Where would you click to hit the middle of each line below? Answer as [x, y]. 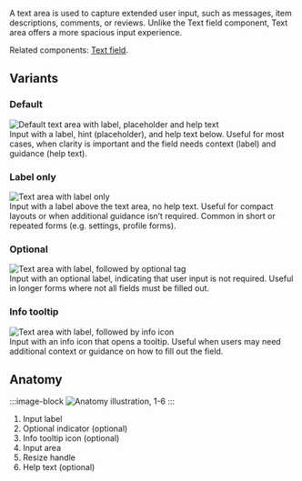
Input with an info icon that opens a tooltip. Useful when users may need [146, 341]
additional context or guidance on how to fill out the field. [116, 351]
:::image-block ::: [92, 401]
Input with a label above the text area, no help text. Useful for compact [141, 206]
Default [26, 105]
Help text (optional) [59, 467]
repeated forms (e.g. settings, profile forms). [93, 225]
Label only [33, 176]
